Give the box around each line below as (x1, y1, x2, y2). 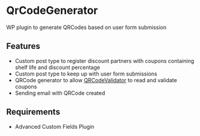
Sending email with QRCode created (14, 89, 105, 97)
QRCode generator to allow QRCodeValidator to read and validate (14, 76, 178, 83)
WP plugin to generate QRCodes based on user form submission (6, 24, 167, 31)
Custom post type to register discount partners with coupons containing (14, 57, 195, 64)
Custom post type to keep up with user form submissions (14, 70, 158, 77)
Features (6, 41, 40, 51)
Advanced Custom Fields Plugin (14, 123, 95, 130)
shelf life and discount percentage (14, 63, 101, 71)
